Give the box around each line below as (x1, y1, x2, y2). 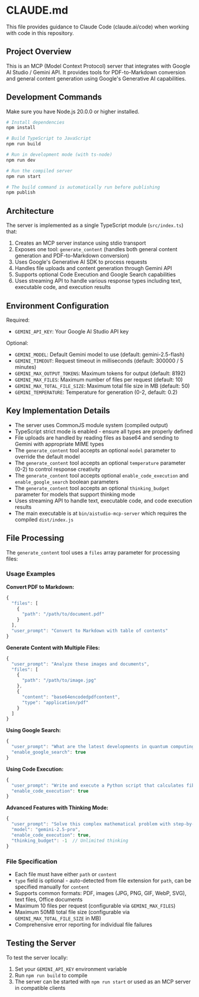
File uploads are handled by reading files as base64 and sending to (14, 434, 179, 441)
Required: (6, 316, 30, 323)
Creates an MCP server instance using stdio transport (14, 239, 146, 246)
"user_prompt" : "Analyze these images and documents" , (11, 661, 150, 667)
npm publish (6, 190, 36, 195)
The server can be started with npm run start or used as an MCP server (14, 978, 191, 985)
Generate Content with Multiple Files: (6, 644, 100, 651)
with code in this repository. (6, 29, 74, 36)
